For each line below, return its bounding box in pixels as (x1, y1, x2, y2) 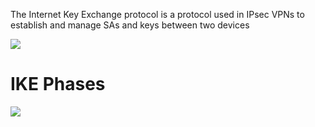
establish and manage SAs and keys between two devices (10, 19, 250, 31)
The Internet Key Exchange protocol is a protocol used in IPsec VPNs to (10, 9, 305, 20)
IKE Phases (10, 73, 106, 96)
